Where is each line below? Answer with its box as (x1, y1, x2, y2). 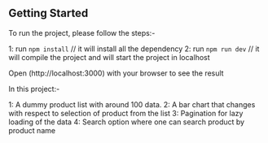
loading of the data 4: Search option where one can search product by (8, 117, 245, 127)
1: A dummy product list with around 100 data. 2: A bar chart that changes (8, 99, 256, 109)
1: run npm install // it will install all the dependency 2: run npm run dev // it (8, 44, 260, 54)
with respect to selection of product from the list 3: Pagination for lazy (8, 108, 244, 118)
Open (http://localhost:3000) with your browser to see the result (8, 68, 224, 78)
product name (8, 125, 55, 135)
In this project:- (8, 84, 60, 93)
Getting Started (8, 6, 89, 20)
